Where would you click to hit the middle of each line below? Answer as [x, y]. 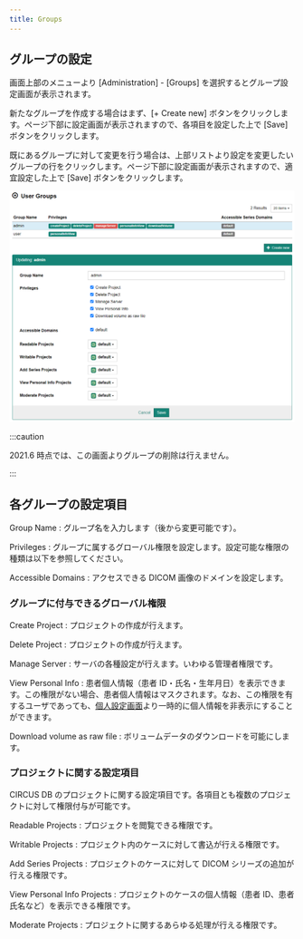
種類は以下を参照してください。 [69, 558]
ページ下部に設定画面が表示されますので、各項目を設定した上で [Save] [156, 125]
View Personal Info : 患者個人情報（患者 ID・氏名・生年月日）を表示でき [144, 682]
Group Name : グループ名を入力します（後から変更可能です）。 [125, 528]
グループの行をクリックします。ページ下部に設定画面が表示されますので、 [147, 167]
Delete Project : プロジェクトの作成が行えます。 [98, 644]
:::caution [27, 437]
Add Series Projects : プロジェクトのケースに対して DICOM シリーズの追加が [152, 863]
